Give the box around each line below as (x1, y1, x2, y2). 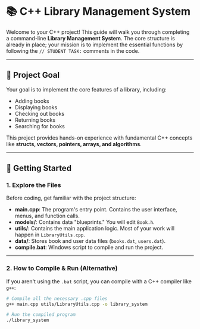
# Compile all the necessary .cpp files (6, 295, 108, 302)
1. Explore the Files (6, 181, 61, 189)
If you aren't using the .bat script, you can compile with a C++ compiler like (6, 277, 192, 285)
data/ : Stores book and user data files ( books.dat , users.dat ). (14, 238, 165, 245)
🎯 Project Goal (6, 70, 60, 80)
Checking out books (14, 110, 64, 117)
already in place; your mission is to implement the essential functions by (6, 41, 183, 48)
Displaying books (14, 103, 58, 110)
